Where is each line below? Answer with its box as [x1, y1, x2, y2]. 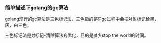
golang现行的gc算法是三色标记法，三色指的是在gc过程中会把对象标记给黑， [5, 16, 159, 22]
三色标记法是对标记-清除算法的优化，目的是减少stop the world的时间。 [5, 32, 149, 38]
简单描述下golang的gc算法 [5, 4, 69, 11]
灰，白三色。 [5, 22, 31, 28]
